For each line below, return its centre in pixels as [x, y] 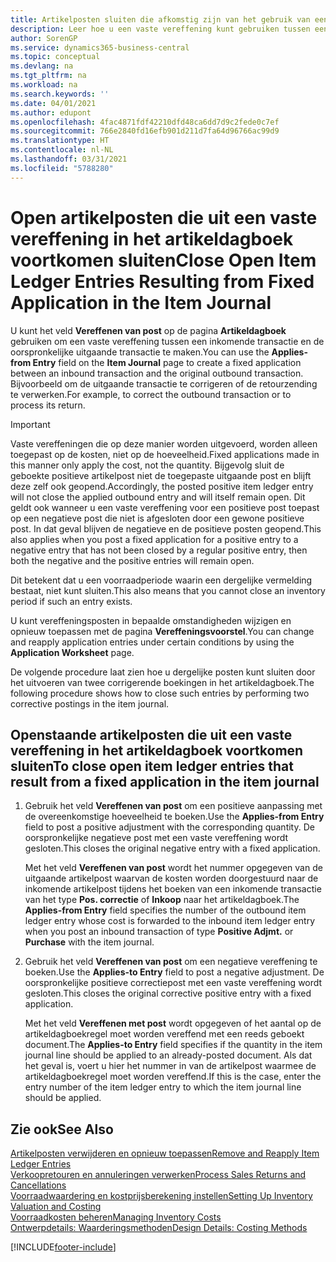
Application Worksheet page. [72, 652]
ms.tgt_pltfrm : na [48, 76]
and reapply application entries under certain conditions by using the [152, 642]
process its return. [48, 405]
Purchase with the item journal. [89, 942]
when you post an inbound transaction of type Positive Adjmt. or [159, 932]
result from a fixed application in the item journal [165, 781]
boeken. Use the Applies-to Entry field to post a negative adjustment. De [174, 972]
